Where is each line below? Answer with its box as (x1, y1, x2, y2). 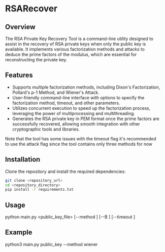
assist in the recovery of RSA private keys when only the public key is (5, 41, 146, 47)
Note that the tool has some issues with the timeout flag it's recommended (5, 135, 157, 141)
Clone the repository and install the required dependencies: (5, 168, 126, 174)
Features (5, 71, 33, 80)
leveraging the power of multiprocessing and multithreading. (12, 110, 135, 116)
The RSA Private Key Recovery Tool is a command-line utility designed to (5, 36, 154, 42)
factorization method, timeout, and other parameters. (12, 100, 120, 106)
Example (5, 228, 33, 237)
